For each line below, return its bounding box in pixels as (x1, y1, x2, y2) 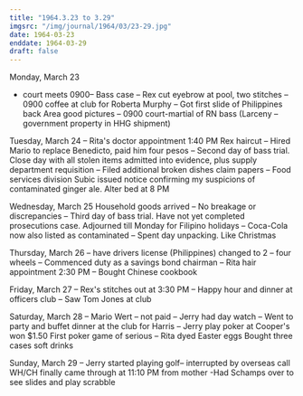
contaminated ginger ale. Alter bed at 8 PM (9, 184, 170, 194)
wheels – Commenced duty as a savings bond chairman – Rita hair (9, 257, 257, 268)
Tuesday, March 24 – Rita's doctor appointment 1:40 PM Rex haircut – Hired (9, 136, 291, 146)
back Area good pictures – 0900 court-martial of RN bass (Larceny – (22, 108, 279, 119)
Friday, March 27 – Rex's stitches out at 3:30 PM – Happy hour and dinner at (9, 284, 293, 295)
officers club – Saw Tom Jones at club (9, 294, 152, 305)
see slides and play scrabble (9, 377, 116, 388)
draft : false (9, 47, 59, 56)
